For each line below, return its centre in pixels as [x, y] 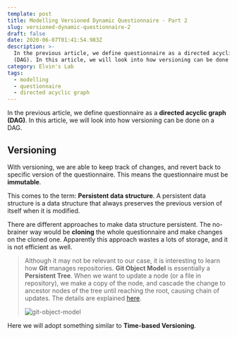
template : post [30, 14]
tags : [15, 73]
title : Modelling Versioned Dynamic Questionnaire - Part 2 [98, 20]
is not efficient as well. [40, 247]
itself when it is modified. [44, 211]
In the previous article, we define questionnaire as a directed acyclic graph [117, 113]
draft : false [26, 34]
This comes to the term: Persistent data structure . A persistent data [107, 196]
